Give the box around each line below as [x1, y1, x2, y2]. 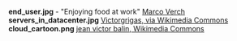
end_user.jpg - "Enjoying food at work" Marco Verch [8, 7, 185, 16]
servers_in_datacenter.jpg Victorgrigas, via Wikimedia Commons [8, 15, 229, 25]
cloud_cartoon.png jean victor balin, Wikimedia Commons [8, 24, 205, 33]
